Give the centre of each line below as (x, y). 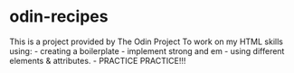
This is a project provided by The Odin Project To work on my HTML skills (146, 41)
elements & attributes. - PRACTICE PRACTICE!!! (98, 60)
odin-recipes (59, 17)
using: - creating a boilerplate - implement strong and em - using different (147, 50)
